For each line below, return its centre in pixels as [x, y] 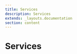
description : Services [28, 14]
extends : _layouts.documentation [39, 18]
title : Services [21, 9]
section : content [23, 23]
